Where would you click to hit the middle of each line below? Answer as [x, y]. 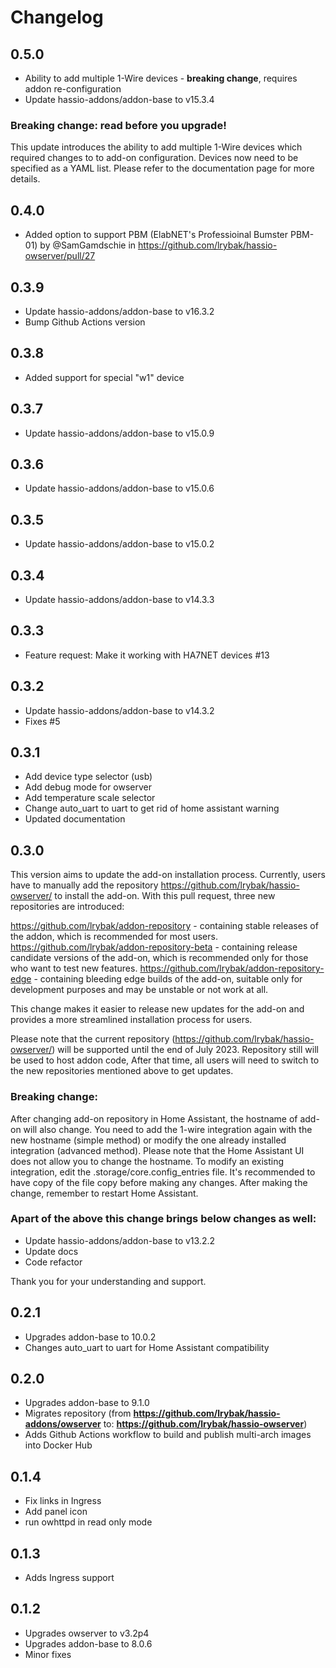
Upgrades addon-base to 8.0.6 [88, 1643]
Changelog [57, 17]
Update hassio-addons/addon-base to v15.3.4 [119, 99]
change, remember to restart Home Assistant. [104, 1193]
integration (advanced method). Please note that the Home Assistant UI [157, 1150]
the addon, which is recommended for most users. [114, 937]
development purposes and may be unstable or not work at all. [139, 990]
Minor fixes [48, 1654]
